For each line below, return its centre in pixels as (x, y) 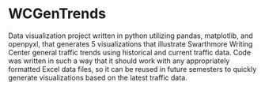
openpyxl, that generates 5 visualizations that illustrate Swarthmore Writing (131, 43)
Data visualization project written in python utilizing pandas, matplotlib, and (131, 36)
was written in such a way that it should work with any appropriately (119, 61)
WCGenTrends (57, 14)
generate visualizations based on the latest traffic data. (98, 77)
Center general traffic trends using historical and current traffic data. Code (130, 52)
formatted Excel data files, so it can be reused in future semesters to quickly (132, 69)
